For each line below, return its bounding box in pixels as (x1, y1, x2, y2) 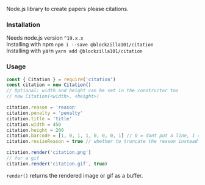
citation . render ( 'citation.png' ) (6, 150, 92, 156)
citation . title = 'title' (6, 115, 72, 122)
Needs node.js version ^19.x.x (6, 34, 84, 42)
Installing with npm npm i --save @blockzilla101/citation (6, 41, 154, 48)
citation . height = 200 (6, 127, 64, 133)
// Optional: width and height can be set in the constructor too (6, 88, 179, 94)
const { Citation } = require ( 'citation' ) (6, 76, 116, 82)
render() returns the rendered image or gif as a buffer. (6, 172, 143, 179)
